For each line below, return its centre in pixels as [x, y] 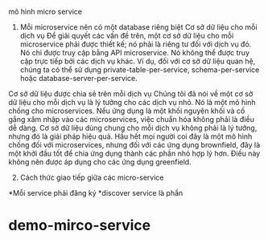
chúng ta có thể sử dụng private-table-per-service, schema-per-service [140, 70]
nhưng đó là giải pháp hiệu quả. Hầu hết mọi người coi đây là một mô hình [130, 136]
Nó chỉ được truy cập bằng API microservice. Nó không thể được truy [135, 53]
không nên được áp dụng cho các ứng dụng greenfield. [100, 162]
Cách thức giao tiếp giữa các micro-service [92, 177]
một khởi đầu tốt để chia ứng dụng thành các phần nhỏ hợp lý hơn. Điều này [134, 153]
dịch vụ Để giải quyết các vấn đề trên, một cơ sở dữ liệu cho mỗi [127, 36]
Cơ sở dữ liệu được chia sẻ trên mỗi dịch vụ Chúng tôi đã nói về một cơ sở [131, 94]
